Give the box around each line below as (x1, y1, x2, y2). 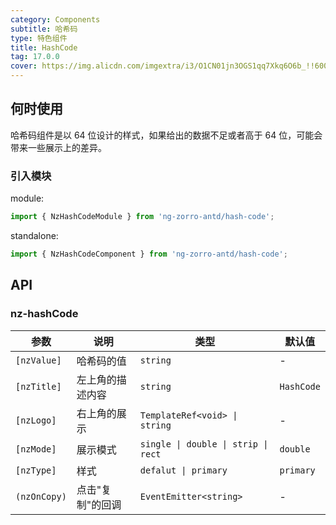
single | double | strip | (139, 438, 269, 450)
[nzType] (15, 464, 57, 476)
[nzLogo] (15, 414, 57, 426)
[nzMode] (15, 443, 57, 455)
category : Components (10, 14, 101, 25)
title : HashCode (10, 42, 78, 53)
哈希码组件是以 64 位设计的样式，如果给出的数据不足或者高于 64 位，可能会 (10, 129, 323, 141)
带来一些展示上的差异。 (10, 141, 107, 153)
